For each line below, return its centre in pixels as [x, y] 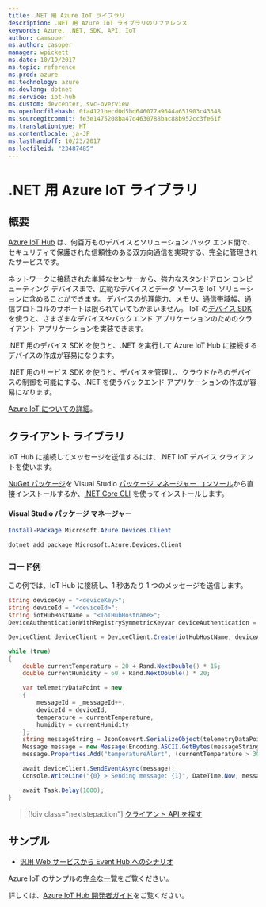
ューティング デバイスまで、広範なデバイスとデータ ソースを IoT [112, 289]
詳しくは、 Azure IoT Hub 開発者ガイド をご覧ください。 [99, 895]
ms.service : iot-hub [42, 97]
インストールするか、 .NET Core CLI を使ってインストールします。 [122, 494]
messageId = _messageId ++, [81, 703]
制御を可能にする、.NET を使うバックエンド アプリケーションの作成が [136, 382]
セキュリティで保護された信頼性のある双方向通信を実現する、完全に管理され [133, 252]
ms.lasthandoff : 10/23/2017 [55, 141]
